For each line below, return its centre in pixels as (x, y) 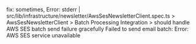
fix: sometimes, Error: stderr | (43, 9)
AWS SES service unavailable (43, 35)
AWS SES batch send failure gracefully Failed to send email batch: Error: (97, 29)
